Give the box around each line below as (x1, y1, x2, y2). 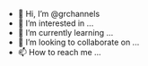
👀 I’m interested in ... (17, 18, 94, 29)
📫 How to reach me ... (17, 47, 101, 57)
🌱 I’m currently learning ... (17, 28, 114, 37)
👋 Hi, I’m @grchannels (17, 9, 100, 19)
